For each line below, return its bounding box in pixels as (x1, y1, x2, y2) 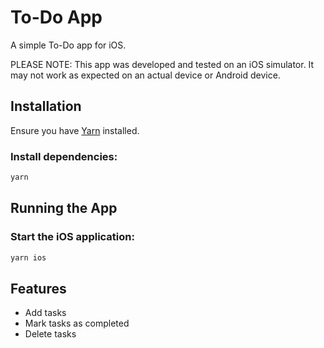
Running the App (10, 200, 118, 217)
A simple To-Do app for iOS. (10, 39, 127, 51)
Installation (10, 98, 82, 115)
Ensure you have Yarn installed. (10, 124, 140, 136)
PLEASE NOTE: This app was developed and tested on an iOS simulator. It (10, 58, 315, 70)
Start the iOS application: (10, 230, 135, 244)
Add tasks (24, 307, 67, 319)
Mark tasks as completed (24, 317, 130, 330)
